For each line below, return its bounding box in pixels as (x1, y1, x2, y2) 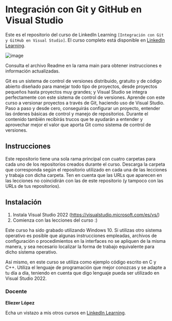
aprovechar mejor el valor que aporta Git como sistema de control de (5, 121, 151, 128)
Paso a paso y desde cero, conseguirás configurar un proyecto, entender (5, 105, 161, 111)
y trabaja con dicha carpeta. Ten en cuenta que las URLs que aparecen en (5, 172, 163, 178)
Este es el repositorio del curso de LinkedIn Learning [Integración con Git (5, 31, 164, 38)
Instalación (5, 198, 42, 207)
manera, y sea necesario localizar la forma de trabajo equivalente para (5, 243, 155, 249)
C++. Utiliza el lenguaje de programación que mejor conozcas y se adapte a (5, 264, 166, 271)
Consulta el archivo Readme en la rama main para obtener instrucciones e (5, 62, 162, 68)
